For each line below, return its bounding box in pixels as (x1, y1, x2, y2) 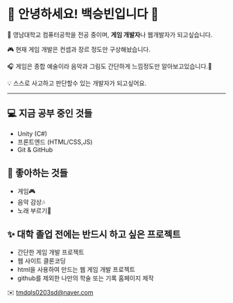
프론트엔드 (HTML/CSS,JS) (17, 138, 93, 146)
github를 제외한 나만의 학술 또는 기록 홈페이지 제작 (17, 274, 154, 282)
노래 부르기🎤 (17, 206, 52, 214)
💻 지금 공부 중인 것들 (7, 108, 92, 120)
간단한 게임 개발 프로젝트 (17, 248, 85, 257)
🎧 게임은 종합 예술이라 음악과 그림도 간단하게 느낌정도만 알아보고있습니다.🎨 (7, 62, 213, 70)
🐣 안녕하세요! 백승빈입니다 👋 (7, 6, 159, 22)
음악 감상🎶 (17, 198, 46, 206)
